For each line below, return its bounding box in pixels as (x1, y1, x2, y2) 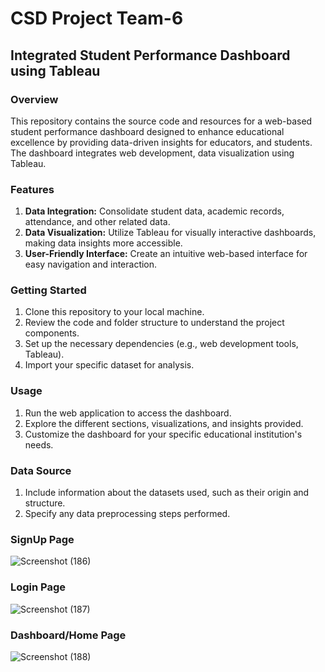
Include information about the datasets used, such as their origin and (24, 487, 310, 499)
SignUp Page (10, 532, 75, 546)
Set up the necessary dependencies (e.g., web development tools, (24, 338, 299, 350)
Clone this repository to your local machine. (24, 306, 205, 318)
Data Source (10, 463, 72, 477)
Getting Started (10, 283, 87, 297)
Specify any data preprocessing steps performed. (24, 508, 231, 520)
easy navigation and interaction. (24, 258, 158, 271)
